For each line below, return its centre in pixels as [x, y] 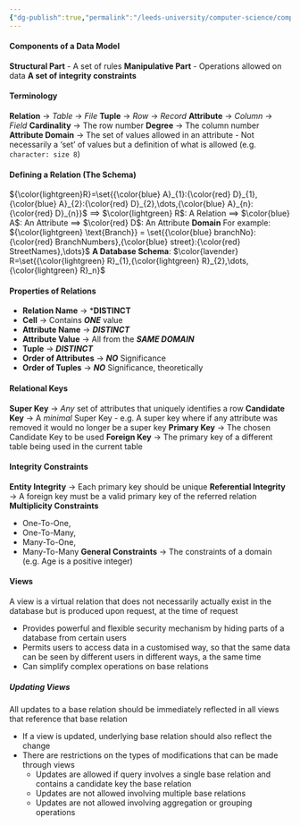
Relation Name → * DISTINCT [76, 311]
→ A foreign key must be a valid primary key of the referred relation [133, 496]
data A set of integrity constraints [73, 75]
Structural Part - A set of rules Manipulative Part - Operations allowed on [146, 66]
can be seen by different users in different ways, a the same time [142, 657]
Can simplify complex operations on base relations [115, 667]
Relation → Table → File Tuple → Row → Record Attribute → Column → [141, 116]
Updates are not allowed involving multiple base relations [141, 794]
